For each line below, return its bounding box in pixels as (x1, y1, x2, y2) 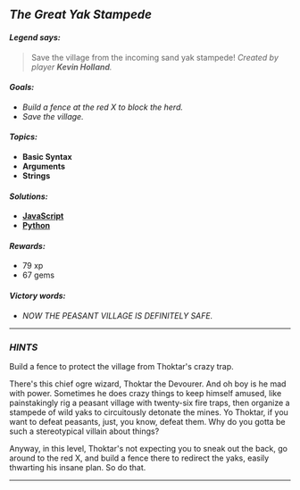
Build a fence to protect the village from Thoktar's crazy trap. (9, 361, 234, 371)
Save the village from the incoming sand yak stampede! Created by (30, 52, 279, 62)
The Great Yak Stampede (9, 7, 152, 22)
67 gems (21, 270, 55, 280)
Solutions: (9, 191, 49, 202)
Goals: (9, 82, 35, 93)
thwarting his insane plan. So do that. (9, 461, 146, 472)
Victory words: (9, 290, 66, 301)
